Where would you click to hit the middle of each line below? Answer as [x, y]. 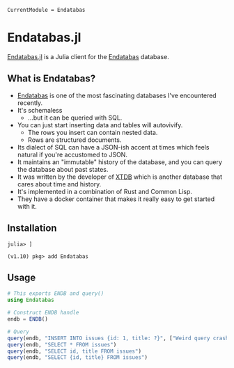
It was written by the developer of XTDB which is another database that [120, 177]
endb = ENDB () [28, 319]
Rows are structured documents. [75, 140]
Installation [32, 229]
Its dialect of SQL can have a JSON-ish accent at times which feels [113, 147]
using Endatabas [31, 300]
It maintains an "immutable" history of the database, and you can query [120, 162]
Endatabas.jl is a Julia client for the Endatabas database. [88, 56]
